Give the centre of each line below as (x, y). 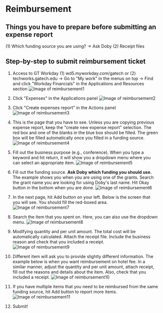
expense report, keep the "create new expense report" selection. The (82, 127)
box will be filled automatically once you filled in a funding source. (79, 138)
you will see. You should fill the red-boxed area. (60, 202)
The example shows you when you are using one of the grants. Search (83, 177)
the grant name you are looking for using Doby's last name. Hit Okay (81, 182)
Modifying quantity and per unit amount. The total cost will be (74, 231)
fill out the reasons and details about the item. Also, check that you (79, 272)
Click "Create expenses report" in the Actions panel (64, 108)
